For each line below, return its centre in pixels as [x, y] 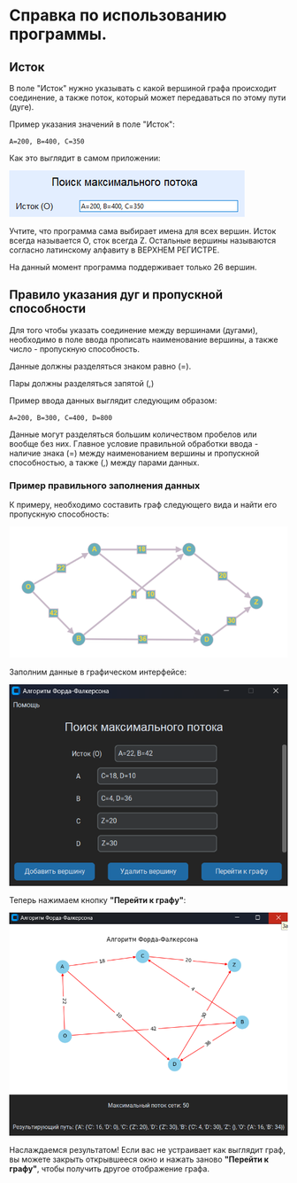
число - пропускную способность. [74, 349]
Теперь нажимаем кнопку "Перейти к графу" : [98, 899]
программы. [58, 34]
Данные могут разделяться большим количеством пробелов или [133, 434]
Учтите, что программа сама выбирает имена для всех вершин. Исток [143, 231]
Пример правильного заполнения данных [105, 486]
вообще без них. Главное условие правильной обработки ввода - [134, 443]
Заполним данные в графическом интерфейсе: [98, 672]
